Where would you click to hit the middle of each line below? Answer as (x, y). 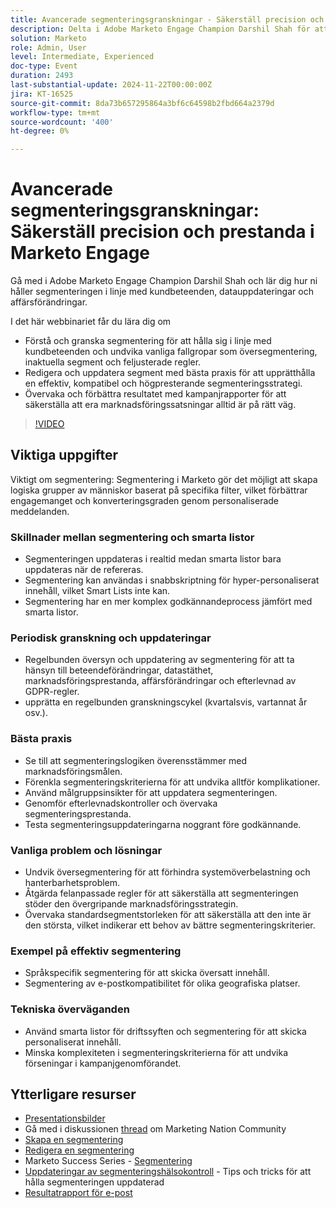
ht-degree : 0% (40, 131)
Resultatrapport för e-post (78, 1193)
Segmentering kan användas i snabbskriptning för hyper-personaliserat (172, 580)
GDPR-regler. (52, 692)
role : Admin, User (48, 47)
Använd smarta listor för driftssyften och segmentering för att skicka (165, 1031)
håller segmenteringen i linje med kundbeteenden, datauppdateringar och (162, 292)
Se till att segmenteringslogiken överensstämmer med (136, 760)
